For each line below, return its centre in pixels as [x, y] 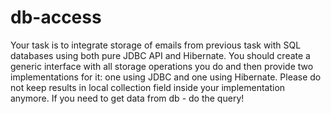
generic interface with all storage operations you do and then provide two [162, 66]
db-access [56, 17]
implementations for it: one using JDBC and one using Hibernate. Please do [166, 77]
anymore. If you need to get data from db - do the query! [127, 98]
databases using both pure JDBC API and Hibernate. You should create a [160, 55]
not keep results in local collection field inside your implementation [148, 87]
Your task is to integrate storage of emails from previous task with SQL [156, 45]
